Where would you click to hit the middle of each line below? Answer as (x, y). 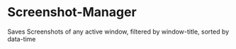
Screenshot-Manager (72, 12)
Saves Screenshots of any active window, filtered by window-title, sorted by (118, 31)
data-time (22, 38)
